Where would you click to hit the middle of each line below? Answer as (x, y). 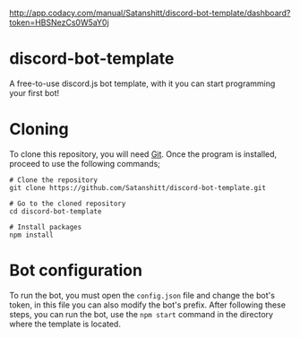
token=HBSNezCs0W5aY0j (59, 22)
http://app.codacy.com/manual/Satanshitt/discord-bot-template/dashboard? (150, 13)
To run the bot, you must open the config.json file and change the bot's (142, 295)
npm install (31, 235)
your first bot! (34, 92)
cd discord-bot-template (56, 211)
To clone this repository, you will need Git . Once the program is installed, (143, 154)
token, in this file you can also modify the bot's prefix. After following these (148, 305)
